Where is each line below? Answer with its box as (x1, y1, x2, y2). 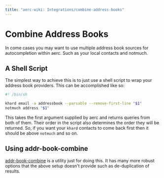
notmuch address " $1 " (5, 106, 50, 111)
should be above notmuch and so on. (5, 130, 78, 136)
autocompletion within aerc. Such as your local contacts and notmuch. (5, 50, 148, 56)
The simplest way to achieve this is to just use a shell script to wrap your (5, 77, 152, 83)
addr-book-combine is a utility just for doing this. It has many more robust (5, 157, 155, 163)
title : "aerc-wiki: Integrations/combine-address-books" (5, 7, 125, 12)
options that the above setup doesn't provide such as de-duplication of (5, 163, 150, 169)
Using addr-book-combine (5, 144, 89, 153)
